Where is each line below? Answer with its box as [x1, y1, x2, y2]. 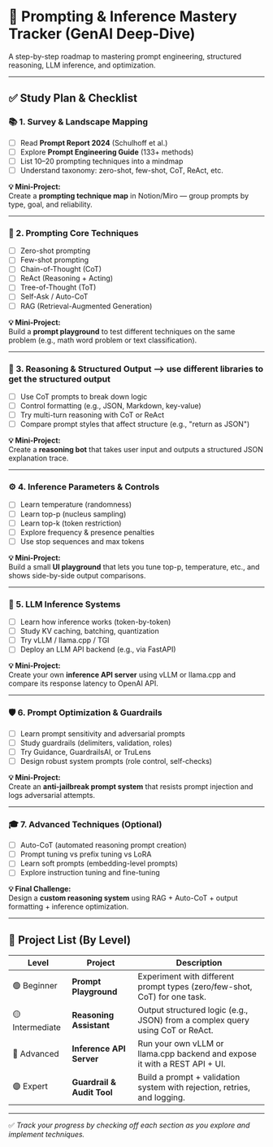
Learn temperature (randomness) [19, 499, 132, 509]
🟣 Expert [12, 1080, 49, 1092]
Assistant [71, 1020, 110, 1031]
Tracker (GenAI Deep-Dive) [8, 24, 196, 43]
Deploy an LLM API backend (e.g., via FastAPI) [19, 644, 176, 654]
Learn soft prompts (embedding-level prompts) [19, 858, 179, 869]
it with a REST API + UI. [137, 1058, 226, 1070]
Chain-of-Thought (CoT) [19, 264, 102, 274]
